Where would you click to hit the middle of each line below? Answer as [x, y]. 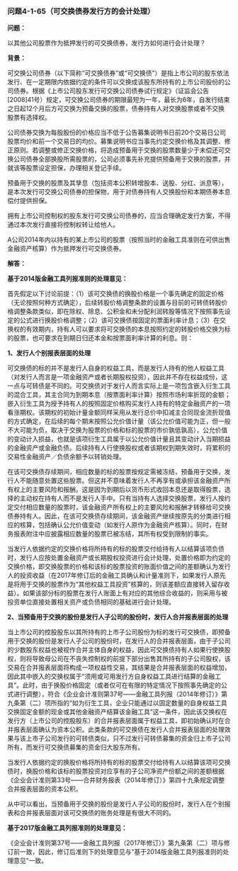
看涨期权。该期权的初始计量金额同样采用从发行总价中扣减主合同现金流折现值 [119, 412]
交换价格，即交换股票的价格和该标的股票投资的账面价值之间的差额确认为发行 [119, 567]
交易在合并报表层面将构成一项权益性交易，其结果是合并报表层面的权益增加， [119, 668]
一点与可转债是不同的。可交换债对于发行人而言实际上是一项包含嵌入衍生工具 [119, 386]
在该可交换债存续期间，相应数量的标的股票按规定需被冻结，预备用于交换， [116, 472]
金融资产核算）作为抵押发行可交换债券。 [66, 249]
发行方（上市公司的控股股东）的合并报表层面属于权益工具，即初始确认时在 [116, 721]
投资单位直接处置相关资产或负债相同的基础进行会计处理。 [91, 602]
